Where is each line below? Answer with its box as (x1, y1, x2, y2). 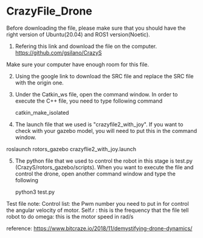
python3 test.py (15, 188, 55, 195)
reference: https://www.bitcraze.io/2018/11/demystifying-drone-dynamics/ (6, 225, 193, 232)
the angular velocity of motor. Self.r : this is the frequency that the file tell (6, 206, 189, 214)
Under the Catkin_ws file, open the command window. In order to (15, 90, 178, 98)
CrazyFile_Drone (6, 4, 92, 18)
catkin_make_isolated (15, 109, 69, 116)
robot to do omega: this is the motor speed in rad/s (6, 212, 134, 220)
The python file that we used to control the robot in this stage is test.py (15, 157, 193, 165)
